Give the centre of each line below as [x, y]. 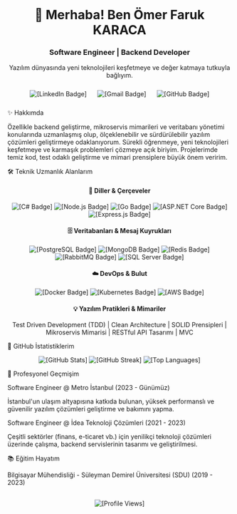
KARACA [119, 30]
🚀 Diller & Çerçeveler [120, 191]
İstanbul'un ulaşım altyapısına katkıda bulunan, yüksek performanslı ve [111, 401]
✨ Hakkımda [26, 113]
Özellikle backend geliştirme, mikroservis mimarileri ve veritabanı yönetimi [116, 127]
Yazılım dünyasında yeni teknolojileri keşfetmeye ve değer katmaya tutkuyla [120, 68]
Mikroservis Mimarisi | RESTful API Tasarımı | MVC [120, 332]
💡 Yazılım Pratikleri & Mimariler [120, 309]
